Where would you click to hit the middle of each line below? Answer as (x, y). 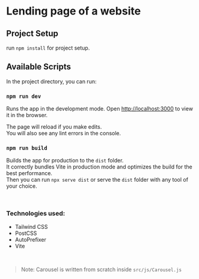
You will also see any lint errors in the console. (64, 133)
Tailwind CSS (31, 226)
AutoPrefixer (31, 239)
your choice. (22, 186)
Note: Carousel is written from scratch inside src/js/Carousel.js (101, 269)
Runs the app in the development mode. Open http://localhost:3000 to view (100, 109)
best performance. (29, 173)
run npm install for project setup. (48, 48)
